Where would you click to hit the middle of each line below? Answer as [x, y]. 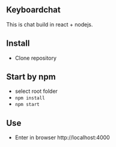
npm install [30, 98]
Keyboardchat [34, 10]
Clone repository [36, 58]
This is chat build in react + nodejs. [50, 24]
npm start [27, 105]
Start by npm [31, 77]
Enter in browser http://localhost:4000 [62, 137]
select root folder [36, 91]
